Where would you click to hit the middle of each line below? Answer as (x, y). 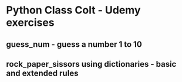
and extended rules (42, 73)
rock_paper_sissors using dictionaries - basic (91, 64)
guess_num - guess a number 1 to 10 (74, 44)
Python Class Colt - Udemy (73, 10)
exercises (30, 23)
